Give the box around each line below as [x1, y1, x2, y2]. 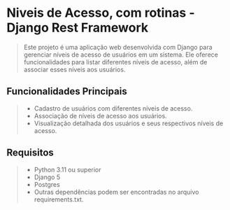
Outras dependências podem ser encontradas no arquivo [34, 188, 199, 196]
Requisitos [6, 147, 54, 159]
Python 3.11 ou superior [34, 165, 102, 174]
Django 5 [34, 173, 61, 181]
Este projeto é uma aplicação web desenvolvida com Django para [23, 43, 213, 51]
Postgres [34, 180, 60, 188]
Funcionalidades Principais [6, 85, 127, 97]
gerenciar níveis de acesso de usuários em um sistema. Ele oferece [23, 50, 218, 59]
